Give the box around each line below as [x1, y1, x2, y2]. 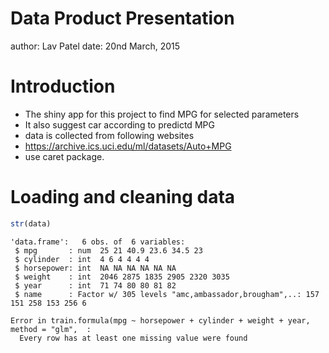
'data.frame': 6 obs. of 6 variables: [10, 237, 186, 247]
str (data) [10, 218, 52, 229]
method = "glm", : [10, 324, 92, 334]
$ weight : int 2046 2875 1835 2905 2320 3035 [14, 272, 230, 282]
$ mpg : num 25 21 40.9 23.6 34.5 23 [14, 245, 203, 256]
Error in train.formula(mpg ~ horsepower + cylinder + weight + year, [10, 315, 311, 326]
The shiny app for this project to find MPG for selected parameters [24, 108, 300, 120]
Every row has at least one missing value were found [19, 333, 248, 343]
